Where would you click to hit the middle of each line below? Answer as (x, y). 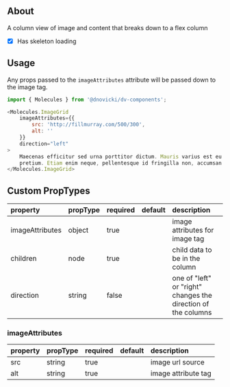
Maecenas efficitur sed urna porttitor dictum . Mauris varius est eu (121, 156)
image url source (178, 362)
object (78, 231)
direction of (191, 304)
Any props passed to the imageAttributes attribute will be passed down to (112, 80)
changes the (192, 296)
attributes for (193, 231)
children (24, 259)
